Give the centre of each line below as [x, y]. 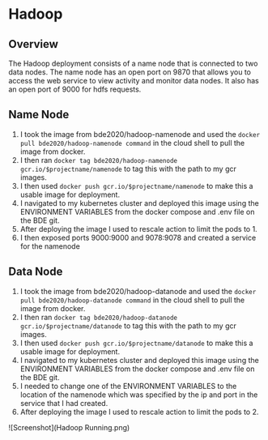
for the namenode [50, 246]
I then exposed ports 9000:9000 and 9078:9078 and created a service [138, 237]
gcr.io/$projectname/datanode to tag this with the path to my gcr [128, 326]
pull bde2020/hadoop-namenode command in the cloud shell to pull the [132, 143]
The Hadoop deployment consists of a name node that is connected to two [133, 63]
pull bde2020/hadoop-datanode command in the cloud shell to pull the [132, 300]
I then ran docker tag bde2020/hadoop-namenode [99, 160]
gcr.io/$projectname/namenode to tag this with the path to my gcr [128, 169]
